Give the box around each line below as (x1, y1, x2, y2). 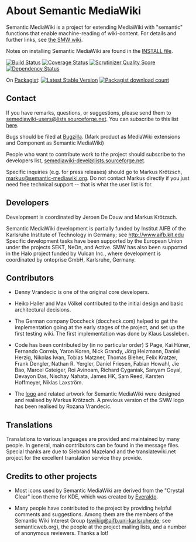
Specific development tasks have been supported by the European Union (6, 237, 183, 245)
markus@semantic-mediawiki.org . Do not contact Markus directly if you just (6, 175, 190, 182)
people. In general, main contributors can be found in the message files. (6, 442, 180, 449)
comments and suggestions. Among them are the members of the (14, 511, 174, 518)
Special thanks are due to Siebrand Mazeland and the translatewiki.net (6, 448, 176, 455)
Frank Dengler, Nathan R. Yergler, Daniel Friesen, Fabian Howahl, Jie (14, 360, 180, 367)
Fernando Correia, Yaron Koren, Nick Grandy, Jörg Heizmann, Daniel (14, 348, 180, 355)
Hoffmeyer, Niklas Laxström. (14, 379, 84, 386)
